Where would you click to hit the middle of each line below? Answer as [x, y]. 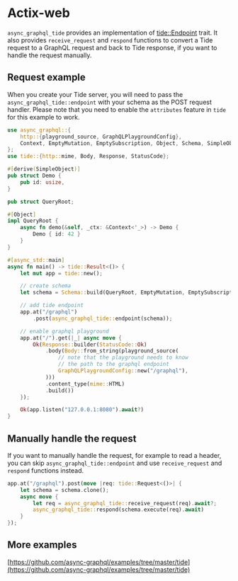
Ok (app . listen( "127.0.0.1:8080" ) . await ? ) [82, 410]
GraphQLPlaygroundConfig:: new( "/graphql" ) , [123, 371]
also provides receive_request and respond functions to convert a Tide [110, 40]
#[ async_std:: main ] [36, 260]
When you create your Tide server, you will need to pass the [95, 94]
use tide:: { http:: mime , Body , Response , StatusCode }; [89, 156]
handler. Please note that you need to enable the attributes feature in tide [117, 109]
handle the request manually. [50, 55]
